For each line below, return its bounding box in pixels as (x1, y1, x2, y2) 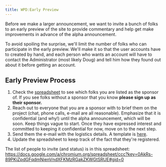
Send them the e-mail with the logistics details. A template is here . (12, 131, 148, 137)
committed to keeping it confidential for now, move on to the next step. (12, 126, 157, 132)
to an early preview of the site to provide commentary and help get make (5, 26, 154, 32)
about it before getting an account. (5, 62, 76, 68)
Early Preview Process (5, 76, 76, 84)
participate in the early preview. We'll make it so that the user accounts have (5, 46, 161, 52)
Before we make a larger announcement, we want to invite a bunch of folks (5, 21, 159, 27)
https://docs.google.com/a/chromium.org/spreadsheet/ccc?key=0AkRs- (5, 151, 153, 157)
